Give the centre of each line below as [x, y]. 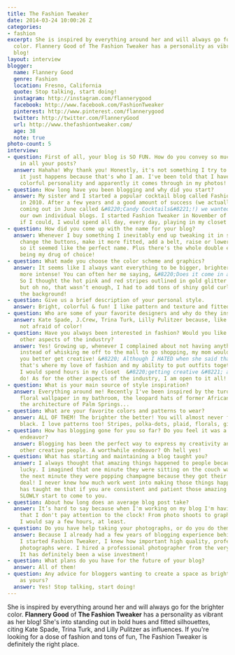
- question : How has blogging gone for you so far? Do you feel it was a [117, 430]
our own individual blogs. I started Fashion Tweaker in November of [123, 216]
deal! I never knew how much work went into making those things [117, 483]
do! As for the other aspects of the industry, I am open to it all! [123, 378]
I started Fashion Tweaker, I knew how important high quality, [115, 541]
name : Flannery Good [43, 72]
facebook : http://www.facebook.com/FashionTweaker [89, 105]
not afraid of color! [51, 326]
